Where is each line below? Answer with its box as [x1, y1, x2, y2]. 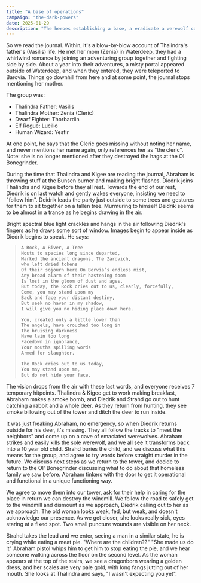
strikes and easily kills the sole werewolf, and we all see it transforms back [6, 439, 190, 446]
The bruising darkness [20, 328, 78, 334]
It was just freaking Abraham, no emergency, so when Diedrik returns [6, 420, 178, 427]
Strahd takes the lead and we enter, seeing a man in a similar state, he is [6, 532, 184, 539]
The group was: [6, 91, 45, 99]
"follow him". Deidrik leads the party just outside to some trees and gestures [6, 196, 194, 203]
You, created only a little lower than [20, 316, 121, 323]
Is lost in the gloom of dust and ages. [20, 278, 123, 284]
